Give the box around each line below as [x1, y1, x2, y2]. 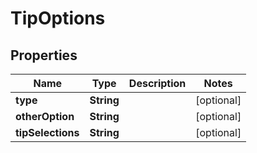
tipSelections [15, 126, 80, 139]
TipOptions [10, 7, 106, 30]
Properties [10, 47, 78, 64]
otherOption [15, 110, 75, 123]
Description [128, 77, 187, 90]
